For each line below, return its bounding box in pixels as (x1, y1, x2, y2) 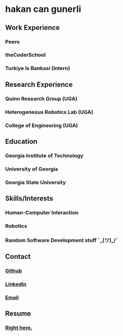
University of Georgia (5, 165, 58, 172)
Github (5, 267, 22, 274)
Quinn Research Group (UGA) (5, 95, 78, 102)
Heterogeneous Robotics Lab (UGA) (5, 109, 94, 115)
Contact (5, 252, 31, 261)
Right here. (5, 325, 32, 332)
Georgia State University (5, 179, 66, 186)
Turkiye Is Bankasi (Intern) (5, 65, 71, 72)
